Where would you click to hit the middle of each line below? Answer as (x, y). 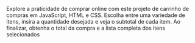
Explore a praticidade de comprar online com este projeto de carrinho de (98, 9)
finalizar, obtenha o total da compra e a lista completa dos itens (86, 28)
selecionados (23, 35)
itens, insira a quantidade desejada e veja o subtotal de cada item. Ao (94, 21)
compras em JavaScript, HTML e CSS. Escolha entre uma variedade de (96, 15)
